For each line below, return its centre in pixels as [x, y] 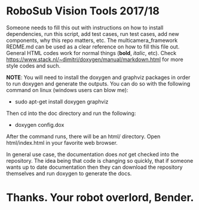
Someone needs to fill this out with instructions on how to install [85, 28]
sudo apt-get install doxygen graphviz [62, 101]
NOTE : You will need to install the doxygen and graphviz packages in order [98, 77]
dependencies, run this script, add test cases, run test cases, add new [93, 34]
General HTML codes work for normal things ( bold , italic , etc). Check [91, 53]
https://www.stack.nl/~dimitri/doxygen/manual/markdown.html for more [95, 59]
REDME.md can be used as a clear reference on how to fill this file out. [93, 47]
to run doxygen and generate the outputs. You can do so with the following [98, 83]
